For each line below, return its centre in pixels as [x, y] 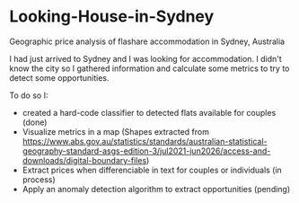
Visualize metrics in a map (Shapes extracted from [115, 131]
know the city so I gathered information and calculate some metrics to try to [149, 68]
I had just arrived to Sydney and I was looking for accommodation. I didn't [146, 58]
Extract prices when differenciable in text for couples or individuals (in [152, 170]
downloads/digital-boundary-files [84, 160]
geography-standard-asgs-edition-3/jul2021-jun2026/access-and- [146, 151]
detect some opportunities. [59, 77]
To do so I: [29, 95]
